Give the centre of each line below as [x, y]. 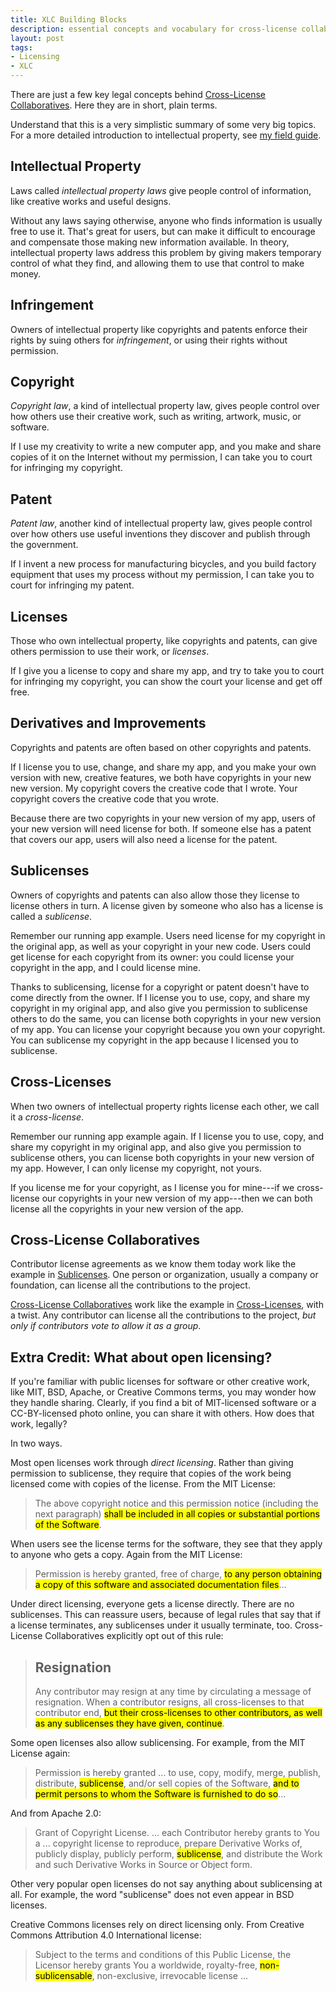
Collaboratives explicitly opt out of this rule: [134, 1636]
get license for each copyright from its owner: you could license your [152, 957]
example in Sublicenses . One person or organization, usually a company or [164, 1275]
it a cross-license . [47, 1117]
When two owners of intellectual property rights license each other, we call [165, 1106]
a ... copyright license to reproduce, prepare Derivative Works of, [168, 1843]
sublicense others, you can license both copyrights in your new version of [162, 1157]
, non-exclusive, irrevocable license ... [169, 1975]
